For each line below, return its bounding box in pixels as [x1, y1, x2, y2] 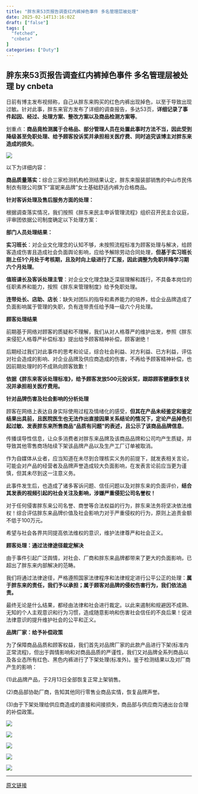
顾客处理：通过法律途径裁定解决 [6, 542, 84, 549]
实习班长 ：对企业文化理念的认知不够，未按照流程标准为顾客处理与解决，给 [6, 241, 187, 248]
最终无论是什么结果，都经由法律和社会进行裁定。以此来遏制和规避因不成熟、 [6, 601, 192, 608]
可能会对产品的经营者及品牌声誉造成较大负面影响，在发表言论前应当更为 [6, 462, 181, 469]
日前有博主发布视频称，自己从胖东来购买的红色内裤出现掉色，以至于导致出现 [6, 98, 192, 105]
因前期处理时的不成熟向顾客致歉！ [6, 363, 89, 370]
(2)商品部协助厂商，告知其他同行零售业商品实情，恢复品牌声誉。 [6, 688, 163, 696]
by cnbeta [15, 81, 54, 91]
